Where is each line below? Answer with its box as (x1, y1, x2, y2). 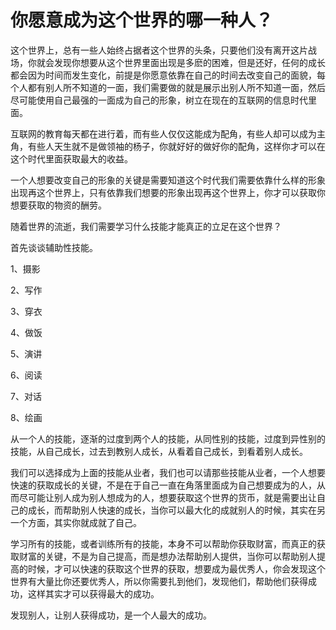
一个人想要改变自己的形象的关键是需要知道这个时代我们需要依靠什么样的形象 (10, 174, 326, 186)
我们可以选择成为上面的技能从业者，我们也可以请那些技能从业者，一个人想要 (10, 466, 326, 478)
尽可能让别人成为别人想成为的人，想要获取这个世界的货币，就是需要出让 (18, 491, 317, 503)
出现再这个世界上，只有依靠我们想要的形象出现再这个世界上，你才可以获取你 (10, 186, 326, 198)
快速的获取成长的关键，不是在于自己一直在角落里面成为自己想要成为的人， (10, 479, 317, 491)
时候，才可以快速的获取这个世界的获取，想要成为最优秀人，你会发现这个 (27, 562, 326, 575)
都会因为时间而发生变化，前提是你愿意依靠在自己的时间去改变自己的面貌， (10, 69, 317, 81)
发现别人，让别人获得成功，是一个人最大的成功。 (10, 609, 212, 621)
